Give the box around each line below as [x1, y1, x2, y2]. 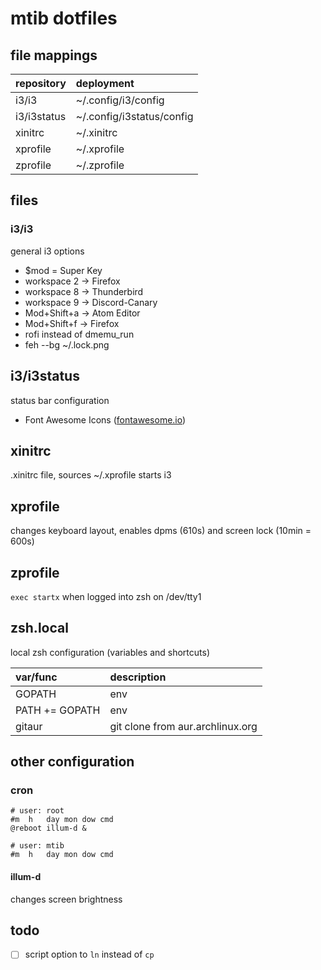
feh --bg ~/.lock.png [24, 338, 110, 351]
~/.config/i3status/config [75, 110, 194, 123]
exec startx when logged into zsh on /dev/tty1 [10, 590, 202, 602]
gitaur [15, 719, 43, 733]
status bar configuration [10, 394, 110, 406]
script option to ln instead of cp [24, 948, 155, 961]
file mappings [10, 47, 98, 64]
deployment [75, 77, 135, 90]
